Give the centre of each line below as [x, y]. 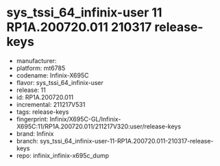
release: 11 [31, 90]
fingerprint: [32, 119]
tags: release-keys [42, 112]
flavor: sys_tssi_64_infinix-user [60, 82]
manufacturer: [36, 60]
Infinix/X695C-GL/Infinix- [85, 119]
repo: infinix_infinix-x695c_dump [63, 155]
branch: [27, 141]
